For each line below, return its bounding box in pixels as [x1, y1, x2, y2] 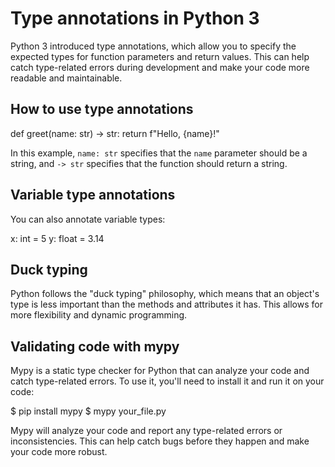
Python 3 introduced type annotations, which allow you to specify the [10, 40, 297, 52]
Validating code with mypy [10, 338, 180, 355]
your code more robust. [10, 446, 108, 458]
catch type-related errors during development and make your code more [10, 61, 310, 73]
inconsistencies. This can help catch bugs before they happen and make [10, 435, 310, 447]
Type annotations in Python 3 [10, 7, 260, 30]
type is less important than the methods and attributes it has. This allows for [10, 298, 323, 311]
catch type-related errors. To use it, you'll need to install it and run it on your [10, 375, 325, 387]
